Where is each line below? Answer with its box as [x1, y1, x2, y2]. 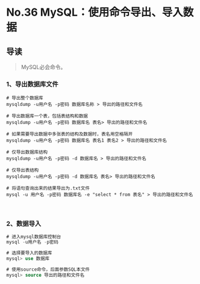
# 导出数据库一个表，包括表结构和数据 [6, 113, 89, 119]
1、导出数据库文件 [6, 79, 58, 88]
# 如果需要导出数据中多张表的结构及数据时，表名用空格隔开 [6, 131, 133, 137]
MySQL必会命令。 [20, 64, 66, 70]
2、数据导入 [6, 220, 42, 228]
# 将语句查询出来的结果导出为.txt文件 [6, 185, 90, 191]
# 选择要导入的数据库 [6, 250, 52, 256]
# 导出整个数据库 [6, 95, 43, 101]
